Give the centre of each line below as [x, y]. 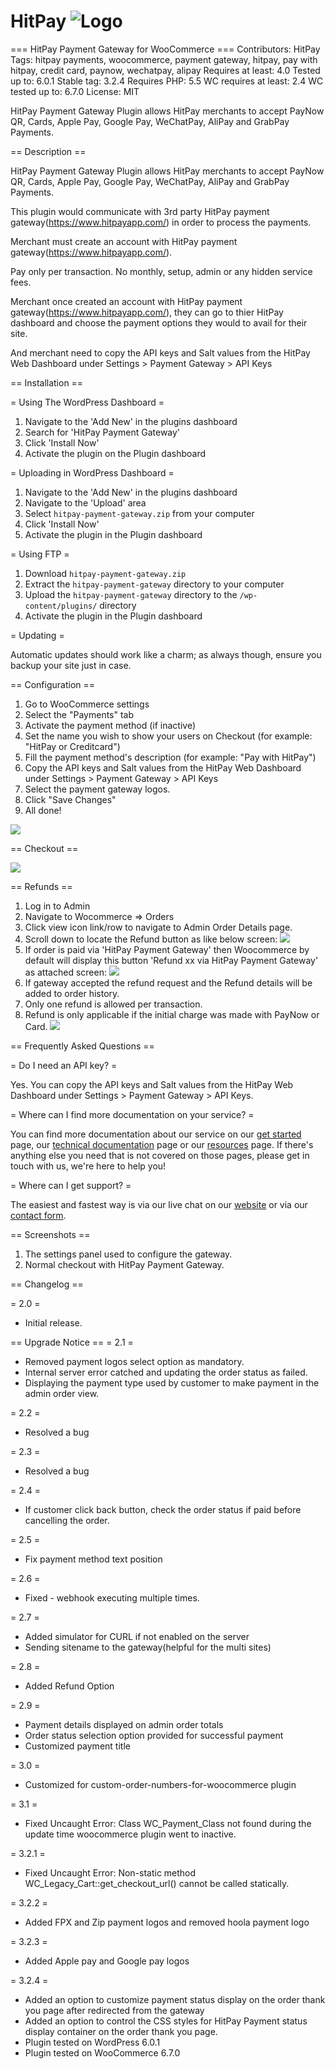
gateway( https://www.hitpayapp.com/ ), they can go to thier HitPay [147, 312]
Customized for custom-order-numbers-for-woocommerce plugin [160, 1784]
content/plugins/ [61, 606]
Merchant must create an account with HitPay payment [124, 241]
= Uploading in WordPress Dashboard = [92, 472]
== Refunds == [41, 886]
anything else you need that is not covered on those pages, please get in [160, 1155]
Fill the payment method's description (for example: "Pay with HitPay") [170, 757]
